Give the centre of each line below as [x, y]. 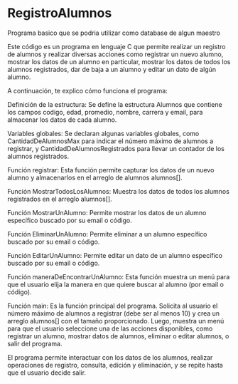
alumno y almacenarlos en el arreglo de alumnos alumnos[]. [95, 177]
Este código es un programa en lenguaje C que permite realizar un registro [117, 46]
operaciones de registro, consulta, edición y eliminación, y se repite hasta [115, 365]
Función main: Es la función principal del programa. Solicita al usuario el [113, 306]
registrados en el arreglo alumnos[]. [60, 199]
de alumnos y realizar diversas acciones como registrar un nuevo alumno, [115, 54]
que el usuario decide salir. [47, 373]
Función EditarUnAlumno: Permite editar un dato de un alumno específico [115, 255]
